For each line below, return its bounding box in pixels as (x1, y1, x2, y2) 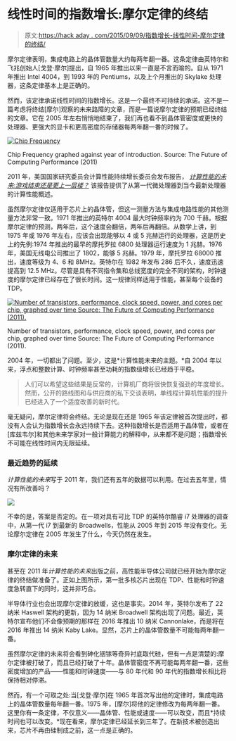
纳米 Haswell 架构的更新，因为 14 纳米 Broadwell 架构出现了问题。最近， (7, 608, 218, 616)
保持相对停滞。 (7, 676, 51, 684)
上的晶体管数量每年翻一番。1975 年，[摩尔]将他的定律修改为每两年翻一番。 (7, 699, 224, 708)
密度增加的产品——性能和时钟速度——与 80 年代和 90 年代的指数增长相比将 (7, 666, 227, 676)
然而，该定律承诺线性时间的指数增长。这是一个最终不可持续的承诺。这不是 (7, 96, 223, 104)
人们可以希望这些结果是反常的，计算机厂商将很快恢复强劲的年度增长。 (24, 379, 228, 388)
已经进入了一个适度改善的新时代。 (24, 397, 124, 405)
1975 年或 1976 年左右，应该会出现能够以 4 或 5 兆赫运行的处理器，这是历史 (7, 231, 226, 239)
